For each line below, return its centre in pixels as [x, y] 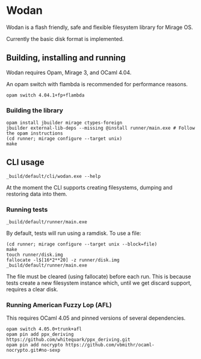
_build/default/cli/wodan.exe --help [54, 176]
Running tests [27, 209]
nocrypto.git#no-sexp [33, 351]
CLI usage [26, 163]
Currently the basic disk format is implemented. [65, 39]
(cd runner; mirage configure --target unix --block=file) [82, 244]
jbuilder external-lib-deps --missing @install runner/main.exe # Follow [101, 128]
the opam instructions [35, 133]
